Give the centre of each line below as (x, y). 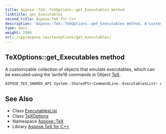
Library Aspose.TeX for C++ (41, 127)
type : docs (16, 28)
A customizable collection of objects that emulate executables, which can (80, 69)
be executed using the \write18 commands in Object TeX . (63, 74)
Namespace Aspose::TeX (38, 121)
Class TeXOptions (30, 116)
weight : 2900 (19, 33)
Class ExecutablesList (35, 111)
